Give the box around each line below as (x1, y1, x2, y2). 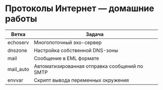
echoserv (7, 39, 29, 46)
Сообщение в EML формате (33, 54, 99, 61)
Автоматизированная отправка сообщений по (33, 63, 143, 70)
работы (5, 13, 37, 24)
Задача (85, 31, 104, 37)
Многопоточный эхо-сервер (33, 39, 102, 46)
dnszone (7, 47, 28, 54)
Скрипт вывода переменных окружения (33, 76, 130, 83)
